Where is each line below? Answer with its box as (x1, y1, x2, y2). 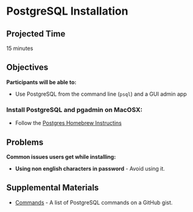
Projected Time (6, 29, 66, 39)
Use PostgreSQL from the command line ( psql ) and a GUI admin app (15, 90, 187, 97)
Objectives (6, 62, 49, 72)
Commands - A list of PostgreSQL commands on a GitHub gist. (15, 199, 173, 206)
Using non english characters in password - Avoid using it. (15, 164, 166, 172)
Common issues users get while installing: (6, 153, 116, 160)
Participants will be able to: (6, 78, 77, 86)
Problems (6, 137, 44, 147)
